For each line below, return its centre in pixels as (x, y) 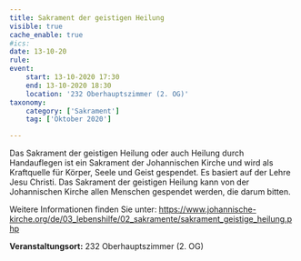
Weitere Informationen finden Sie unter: (83, 209)
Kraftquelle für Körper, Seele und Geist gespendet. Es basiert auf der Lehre (150, 173)
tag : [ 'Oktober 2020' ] (69, 119)
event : (22, 69)
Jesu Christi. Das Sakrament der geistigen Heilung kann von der (130, 182)
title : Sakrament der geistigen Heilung (87, 18)
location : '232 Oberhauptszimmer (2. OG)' (107, 94)
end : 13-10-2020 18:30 (69, 85)
